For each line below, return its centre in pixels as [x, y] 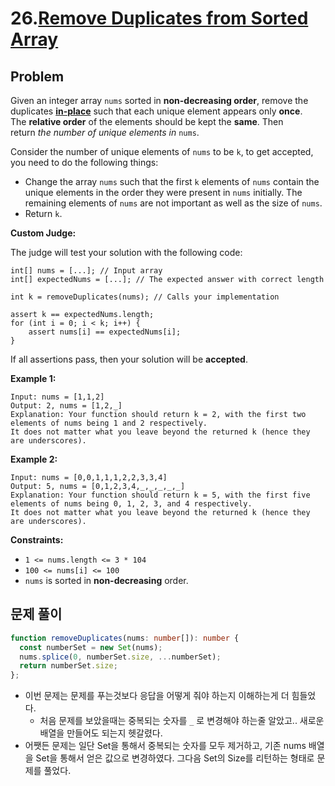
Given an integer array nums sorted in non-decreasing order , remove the [159, 100]
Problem [37, 76]
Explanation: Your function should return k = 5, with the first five [160, 495]
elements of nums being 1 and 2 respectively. [109, 423]
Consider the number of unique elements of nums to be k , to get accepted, [162, 151]
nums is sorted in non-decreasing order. [106, 580]
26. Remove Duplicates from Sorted [159, 18]
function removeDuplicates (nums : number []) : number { [125, 638]
